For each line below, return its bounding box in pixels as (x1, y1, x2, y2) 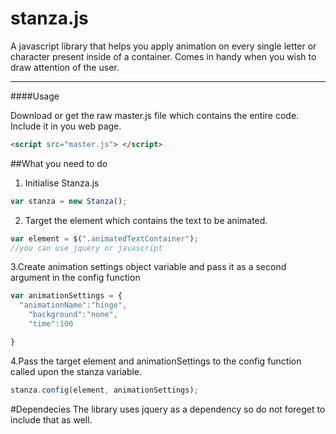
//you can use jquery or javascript (10, 243, 163, 253)
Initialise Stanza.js (24, 177, 100, 189)
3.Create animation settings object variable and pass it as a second (10, 261, 287, 273)
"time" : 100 (28, 319, 74, 329)
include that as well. (10, 413, 93, 426)
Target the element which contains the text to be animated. (24, 214, 268, 226)
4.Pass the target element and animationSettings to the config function (10, 355, 302, 367)
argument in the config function (10, 272, 141, 284)
